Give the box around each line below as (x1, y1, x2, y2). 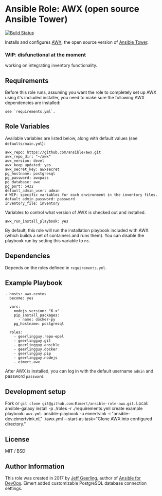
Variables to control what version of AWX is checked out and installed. (5, 209, 146, 215)
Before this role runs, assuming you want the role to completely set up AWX (5, 89, 157, 95)
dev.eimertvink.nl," (5, 416, 43, 422)
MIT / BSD (5, 448, 26, 454)
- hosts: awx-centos (5, 292, 47, 297)
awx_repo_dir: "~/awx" (5, 154, 51, 159)
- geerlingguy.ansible (14, 343, 60, 348)
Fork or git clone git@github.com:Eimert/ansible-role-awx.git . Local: (5, 400, 148, 407)
